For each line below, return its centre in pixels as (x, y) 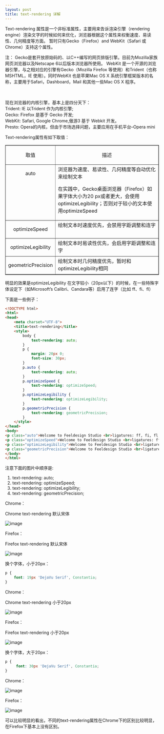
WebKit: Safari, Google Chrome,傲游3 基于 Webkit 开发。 (62, 120)
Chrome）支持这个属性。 (30, 47)
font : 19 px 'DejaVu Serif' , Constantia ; (55, 578)
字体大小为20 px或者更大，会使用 (101, 196)
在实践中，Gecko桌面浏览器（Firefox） (102, 189)
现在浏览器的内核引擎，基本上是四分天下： (48, 102)
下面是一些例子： (22, 299)
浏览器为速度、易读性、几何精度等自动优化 (107, 169)
